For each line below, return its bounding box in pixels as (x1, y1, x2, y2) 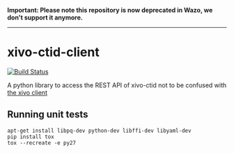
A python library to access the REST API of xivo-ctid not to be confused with (7, 80, 227, 89)
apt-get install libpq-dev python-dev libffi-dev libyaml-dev (7, 127, 192, 134)
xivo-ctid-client (7, 45, 100, 60)
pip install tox (7, 133, 54, 140)
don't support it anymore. (7, 13, 84, 22)
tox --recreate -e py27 (7, 139, 77, 146)
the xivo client (7, 88, 47, 96)
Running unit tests (7, 108, 88, 121)
